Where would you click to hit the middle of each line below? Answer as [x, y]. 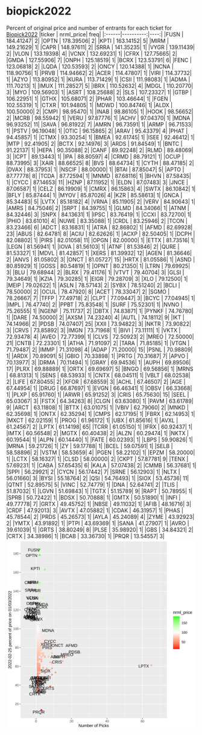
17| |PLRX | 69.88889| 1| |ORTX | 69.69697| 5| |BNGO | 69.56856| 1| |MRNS [100, 369]
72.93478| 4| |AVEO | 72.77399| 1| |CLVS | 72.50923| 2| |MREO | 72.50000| [100, 337]
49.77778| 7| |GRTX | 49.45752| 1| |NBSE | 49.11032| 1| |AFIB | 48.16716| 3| [99, 504]
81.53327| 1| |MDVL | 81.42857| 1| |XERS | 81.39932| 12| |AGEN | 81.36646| [99, 253]
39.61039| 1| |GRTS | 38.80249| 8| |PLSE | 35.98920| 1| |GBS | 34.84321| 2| [100, 529]
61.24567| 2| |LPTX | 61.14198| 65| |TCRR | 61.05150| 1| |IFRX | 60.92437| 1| [99, 427]
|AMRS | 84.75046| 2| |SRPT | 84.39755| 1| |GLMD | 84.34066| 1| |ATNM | [98, 208]
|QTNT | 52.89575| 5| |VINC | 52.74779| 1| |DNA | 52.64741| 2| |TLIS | [92, 484]
